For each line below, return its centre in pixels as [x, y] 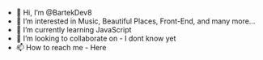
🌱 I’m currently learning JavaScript [74, 30]
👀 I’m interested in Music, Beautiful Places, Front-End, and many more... [136, 21]
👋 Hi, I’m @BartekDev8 [54, 13]
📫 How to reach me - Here [61, 47]
